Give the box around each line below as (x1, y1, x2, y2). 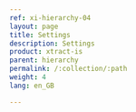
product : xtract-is (9, 47, 83, 56)
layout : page (9, 22, 59, 31)
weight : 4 (9, 73, 47, 82)
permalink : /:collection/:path (9, 65, 128, 74)
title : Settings (9, 30, 71, 39)
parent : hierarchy (9, 56, 79, 65)
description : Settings (9, 38, 95, 48)
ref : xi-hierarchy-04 (9, 13, 92, 23)
